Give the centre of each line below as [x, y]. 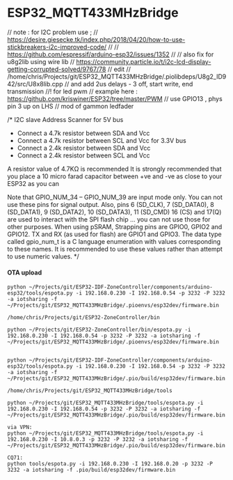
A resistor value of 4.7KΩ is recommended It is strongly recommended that [114, 169]
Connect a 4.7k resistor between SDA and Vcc [83, 133]
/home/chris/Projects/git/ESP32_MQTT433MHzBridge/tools [90, 391]
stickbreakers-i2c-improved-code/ [57, 47]
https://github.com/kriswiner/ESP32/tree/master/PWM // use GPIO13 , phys [115, 98]
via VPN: [20, 427]
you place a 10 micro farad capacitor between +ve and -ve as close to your [115, 176]
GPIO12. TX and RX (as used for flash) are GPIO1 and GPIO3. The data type [114, 234]
